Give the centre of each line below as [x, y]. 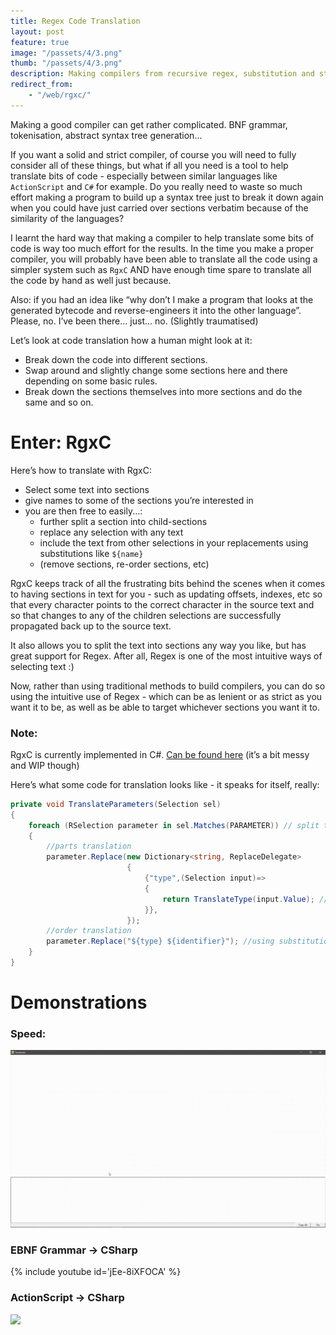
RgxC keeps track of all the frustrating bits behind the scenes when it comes [168, 583]
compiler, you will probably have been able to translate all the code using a [164, 259]
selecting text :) [42, 666]
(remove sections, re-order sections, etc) [124, 564]
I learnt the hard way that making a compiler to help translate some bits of [162, 237]
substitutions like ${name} [91, 553]
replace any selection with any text [111, 532]
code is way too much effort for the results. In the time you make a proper [162, 248]
